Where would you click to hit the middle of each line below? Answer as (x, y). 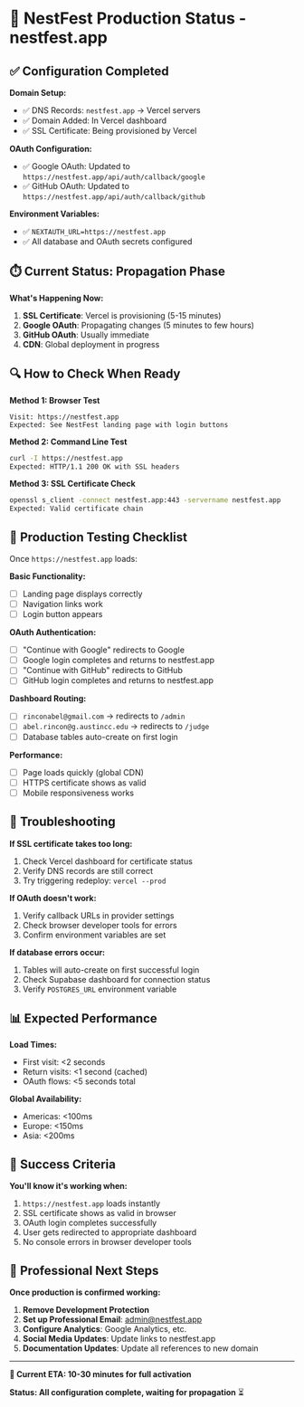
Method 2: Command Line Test (68, 442)
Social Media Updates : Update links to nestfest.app (119, 1339)
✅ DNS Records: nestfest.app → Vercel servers (111, 110)
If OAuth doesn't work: (53, 898)
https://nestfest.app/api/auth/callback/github (114, 197)
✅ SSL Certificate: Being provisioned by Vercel (109, 131)
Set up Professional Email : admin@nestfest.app (112, 1319)
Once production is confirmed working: (85, 1292)
